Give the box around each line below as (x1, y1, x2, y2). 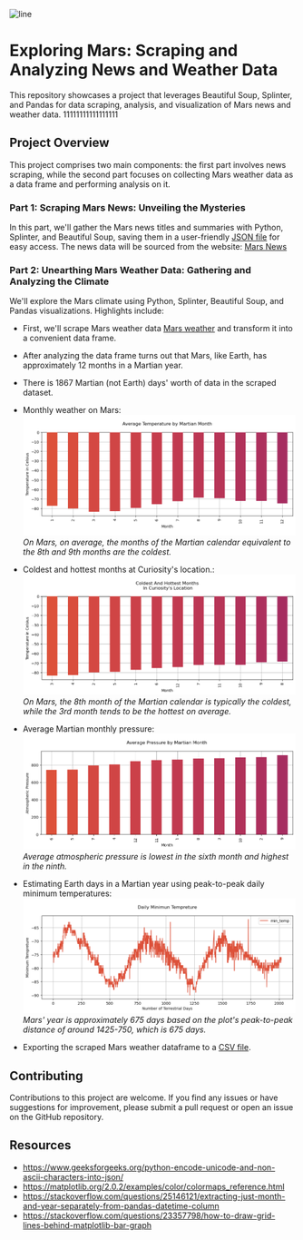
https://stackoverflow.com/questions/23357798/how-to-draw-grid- (22, 1210, 276, 1221)
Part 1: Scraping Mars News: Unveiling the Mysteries (9, 201, 247, 213)
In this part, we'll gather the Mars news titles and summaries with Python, (9, 222, 284, 233)
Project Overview (9, 135, 110, 151)
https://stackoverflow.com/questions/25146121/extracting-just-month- (22, 1190, 286, 1202)
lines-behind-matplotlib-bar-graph (22, 1219, 152, 1230)
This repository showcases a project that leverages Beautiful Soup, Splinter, (9, 89, 293, 100)
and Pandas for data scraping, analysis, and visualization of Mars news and (9, 99, 292, 110)
